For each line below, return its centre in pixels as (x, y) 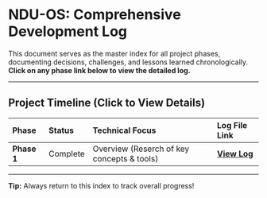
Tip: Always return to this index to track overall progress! (101, 185)
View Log (235, 153)
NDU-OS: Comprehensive (95, 15)
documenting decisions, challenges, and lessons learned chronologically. (128, 62)
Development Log (68, 31)
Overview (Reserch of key (141, 149)
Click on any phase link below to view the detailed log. (99, 70)
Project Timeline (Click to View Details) (106, 103)
